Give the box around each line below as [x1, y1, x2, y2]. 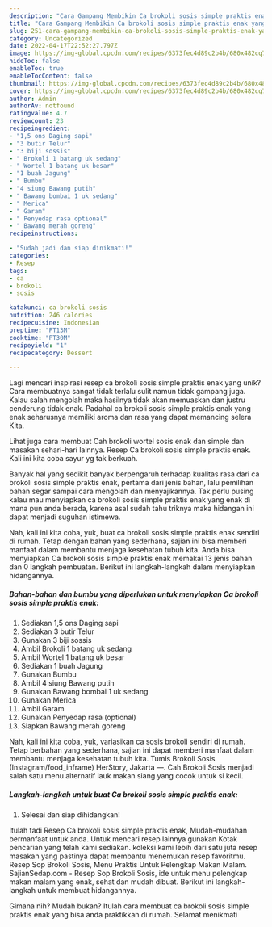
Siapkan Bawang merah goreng [20, 721, 126, 731]
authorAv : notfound [9, 102, 75, 110]
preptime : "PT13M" [9, 326, 71, 334]
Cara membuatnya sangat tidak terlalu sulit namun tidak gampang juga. [9, 387, 246, 396]
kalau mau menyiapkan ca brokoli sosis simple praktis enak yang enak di [9, 495, 251, 505]
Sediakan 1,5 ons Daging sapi [20, 619, 119, 628]
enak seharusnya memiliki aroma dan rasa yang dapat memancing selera [9, 413, 252, 422]
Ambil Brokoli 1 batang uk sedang [20, 644, 132, 654]
